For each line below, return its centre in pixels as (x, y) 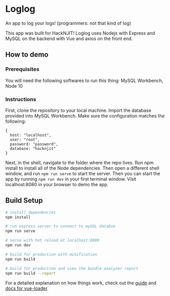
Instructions (21, 99)
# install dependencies (31, 212)
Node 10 (14, 86)
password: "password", (34, 144)
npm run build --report (31, 273)
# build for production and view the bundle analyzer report (72, 268)
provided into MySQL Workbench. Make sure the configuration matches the (85, 115)
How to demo (27, 55)
